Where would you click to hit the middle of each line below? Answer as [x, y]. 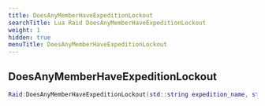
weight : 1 [24, 30]
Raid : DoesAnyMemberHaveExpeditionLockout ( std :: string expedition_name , [128, 94]
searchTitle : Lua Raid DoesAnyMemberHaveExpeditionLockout [107, 23]
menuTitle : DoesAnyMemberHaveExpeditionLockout [88, 45]
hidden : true [30, 37]
